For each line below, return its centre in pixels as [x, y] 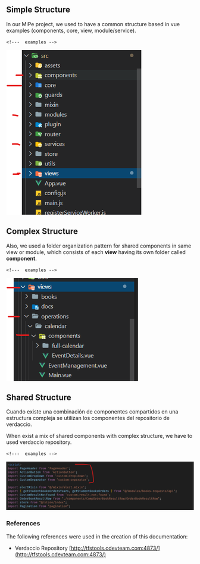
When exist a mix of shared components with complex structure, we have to [99, 436]
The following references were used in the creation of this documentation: [97, 536]
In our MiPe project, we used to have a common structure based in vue [93, 24]
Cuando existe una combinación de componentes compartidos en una [92, 412]
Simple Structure [38, 10]
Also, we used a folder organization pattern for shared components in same [99, 246]
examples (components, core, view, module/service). [71, 30]
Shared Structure [39, 398]
